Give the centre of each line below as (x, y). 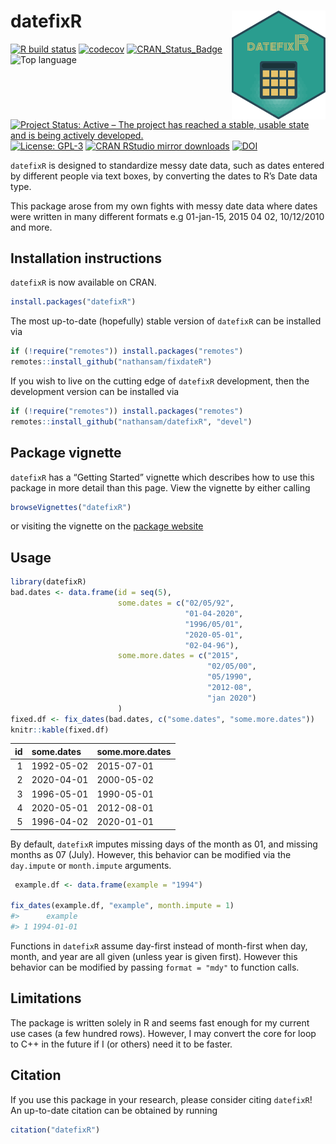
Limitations (46, 998)
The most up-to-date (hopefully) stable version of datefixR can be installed (166, 321)
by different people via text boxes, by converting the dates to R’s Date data (164, 176)
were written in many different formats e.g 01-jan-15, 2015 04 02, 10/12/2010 (167, 216)
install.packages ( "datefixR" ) (73, 302)
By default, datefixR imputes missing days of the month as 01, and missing (164, 844)
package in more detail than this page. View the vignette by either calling (160, 487)
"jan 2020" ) (232, 698)
